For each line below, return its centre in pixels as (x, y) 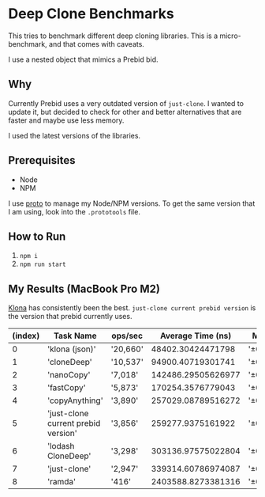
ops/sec (127, 336)
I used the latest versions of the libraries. (74, 135)
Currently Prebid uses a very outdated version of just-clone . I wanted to (126, 103)
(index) (26, 336)
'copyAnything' (75, 400)
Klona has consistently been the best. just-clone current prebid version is (132, 308)
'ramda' (62, 482)
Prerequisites (42, 160)
